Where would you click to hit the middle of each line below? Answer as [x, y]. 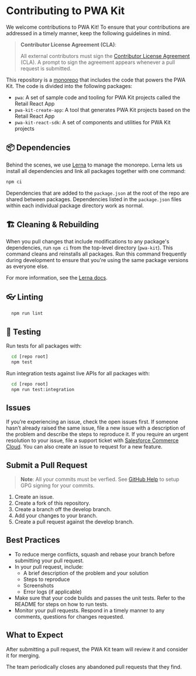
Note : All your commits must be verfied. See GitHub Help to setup [100, 480]
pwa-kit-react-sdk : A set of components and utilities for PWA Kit [92, 122]
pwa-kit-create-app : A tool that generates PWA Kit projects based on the [102, 110]
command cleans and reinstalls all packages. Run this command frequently [97, 254]
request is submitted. [46, 68]
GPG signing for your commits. [57, 485]
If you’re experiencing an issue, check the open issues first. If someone [92, 422]
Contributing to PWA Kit [66, 11]
